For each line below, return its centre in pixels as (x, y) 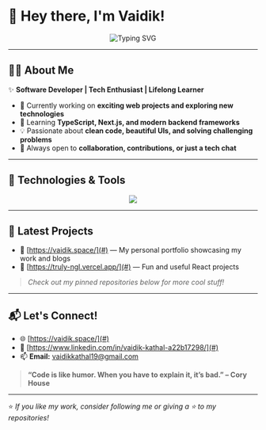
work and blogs (45, 259)
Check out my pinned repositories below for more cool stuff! (126, 282)
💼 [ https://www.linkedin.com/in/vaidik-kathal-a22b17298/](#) (119, 348)
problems (36, 139)
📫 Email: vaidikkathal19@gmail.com (79, 356)
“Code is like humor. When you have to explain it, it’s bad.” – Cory (137, 375)
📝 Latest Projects (51, 231)
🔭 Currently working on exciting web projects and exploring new (126, 105)
